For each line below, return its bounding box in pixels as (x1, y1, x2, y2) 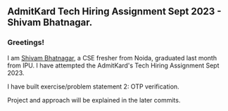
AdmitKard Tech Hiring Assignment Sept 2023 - (7, 6, 222, 18)
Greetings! (7, 38, 44, 48)
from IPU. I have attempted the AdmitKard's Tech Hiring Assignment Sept (7, 61, 220, 70)
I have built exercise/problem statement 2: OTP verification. (7, 82, 179, 91)
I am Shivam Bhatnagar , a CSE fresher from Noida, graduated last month (7, 53, 217, 62)
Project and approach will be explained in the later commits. (7, 96, 181, 104)
